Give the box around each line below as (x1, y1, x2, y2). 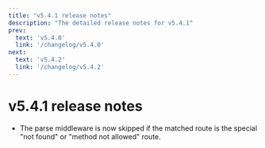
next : (8, 48, 26, 56)
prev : (8, 26, 26, 34)
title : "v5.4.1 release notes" (8, 11, 112, 20)
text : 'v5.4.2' (15, 56, 66, 64)
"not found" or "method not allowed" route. (19, 131, 161, 141)
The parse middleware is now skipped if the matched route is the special (19, 123, 258, 133)
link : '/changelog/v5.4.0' (15, 41, 105, 49)
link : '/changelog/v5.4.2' (15, 63, 105, 71)
